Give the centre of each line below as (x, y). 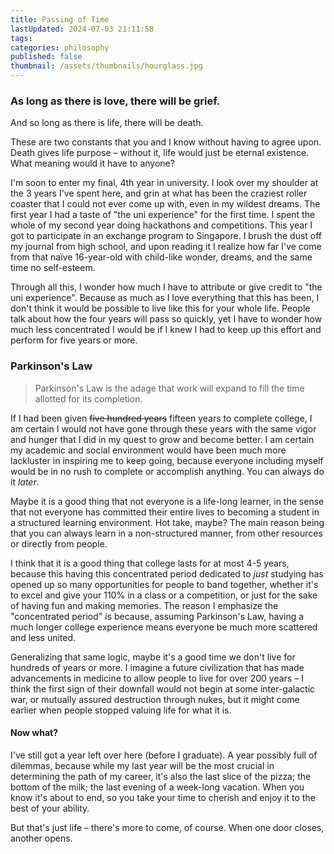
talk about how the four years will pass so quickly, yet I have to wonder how (166, 319)
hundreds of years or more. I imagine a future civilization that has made (157, 667)
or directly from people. (59, 543)
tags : (21, 38)
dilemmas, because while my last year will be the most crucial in (142, 765)
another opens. (41, 838)
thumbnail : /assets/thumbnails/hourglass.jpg (106, 66)
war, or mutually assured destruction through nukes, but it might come (155, 699)
